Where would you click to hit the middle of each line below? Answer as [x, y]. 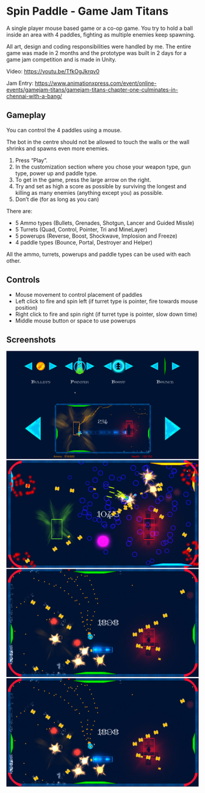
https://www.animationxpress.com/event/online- [95, 83]
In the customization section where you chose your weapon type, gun [103, 167]
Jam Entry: [20, 83]
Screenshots [31, 339]
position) [26, 307]
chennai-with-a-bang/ [34, 96]
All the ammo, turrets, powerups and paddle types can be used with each [99, 254]
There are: [19, 211]
